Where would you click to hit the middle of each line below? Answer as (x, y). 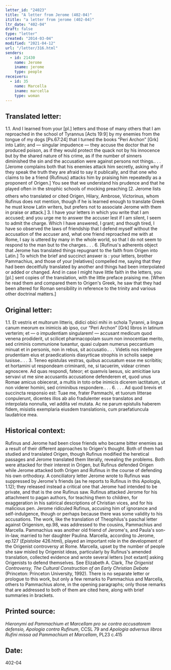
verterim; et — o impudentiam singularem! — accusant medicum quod (79, 333)
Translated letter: (33, 116)
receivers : (17, 77)
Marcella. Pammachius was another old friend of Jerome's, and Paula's (80, 530)
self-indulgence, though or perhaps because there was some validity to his (84, 513)
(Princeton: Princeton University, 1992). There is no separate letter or (78, 573)
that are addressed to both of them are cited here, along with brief (75, 590)
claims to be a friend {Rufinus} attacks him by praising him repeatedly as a (83, 177)
